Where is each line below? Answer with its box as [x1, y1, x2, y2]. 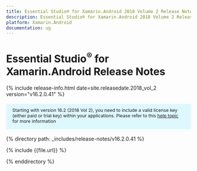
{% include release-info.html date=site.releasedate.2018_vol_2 [6, 84, 157, 91]
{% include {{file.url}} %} [6, 147, 67, 154]
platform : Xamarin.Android [6, 19, 72, 25]
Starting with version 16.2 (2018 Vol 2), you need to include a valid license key [12, 107, 178, 113]
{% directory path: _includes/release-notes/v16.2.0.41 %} [6, 135, 145, 142]
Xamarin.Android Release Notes [6, 65, 166, 78]
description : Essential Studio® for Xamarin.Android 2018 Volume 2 [6, 14, 175, 20]
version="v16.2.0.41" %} [6, 90, 65, 97]
